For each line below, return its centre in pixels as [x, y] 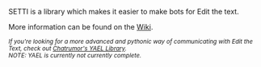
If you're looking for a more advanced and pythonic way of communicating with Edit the [130, 41]
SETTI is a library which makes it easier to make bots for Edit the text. [124, 12]
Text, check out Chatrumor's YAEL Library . [67, 49]
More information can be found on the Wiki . [81, 27]
